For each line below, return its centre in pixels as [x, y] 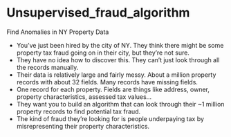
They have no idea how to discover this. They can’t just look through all [118, 60]
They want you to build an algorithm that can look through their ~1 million [120, 104]
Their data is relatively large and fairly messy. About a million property [116, 75]
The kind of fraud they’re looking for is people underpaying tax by [110, 118]
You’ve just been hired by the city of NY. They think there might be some [120, 45]
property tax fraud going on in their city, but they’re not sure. [103, 53]
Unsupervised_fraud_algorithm [98, 13]
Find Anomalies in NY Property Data [58, 32]
